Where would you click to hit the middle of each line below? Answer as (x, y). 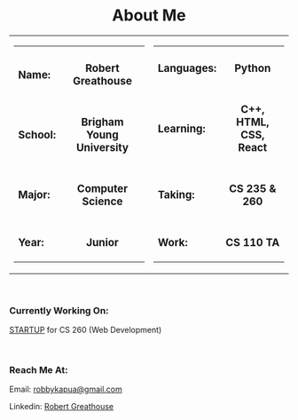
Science (102, 202)
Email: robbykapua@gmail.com (66, 389)
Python (253, 68)
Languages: (187, 68)
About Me (149, 16)
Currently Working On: (59, 310)
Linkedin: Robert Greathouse (61, 407)
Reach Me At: (39, 369)
